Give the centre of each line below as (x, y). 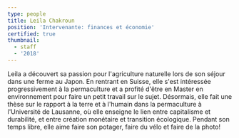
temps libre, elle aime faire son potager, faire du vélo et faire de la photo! (114, 127)
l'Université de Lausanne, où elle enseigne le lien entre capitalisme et (109, 112)
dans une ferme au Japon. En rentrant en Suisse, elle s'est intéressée (110, 81)
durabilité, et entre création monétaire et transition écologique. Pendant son (118, 119)
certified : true (31, 34)
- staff (25, 47)
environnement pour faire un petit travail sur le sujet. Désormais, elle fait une (120, 96)
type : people (27, 14)
